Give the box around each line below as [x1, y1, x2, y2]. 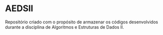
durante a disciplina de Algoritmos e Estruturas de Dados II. [5, 24, 124, 30]
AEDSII [5, 3, 34, 14]
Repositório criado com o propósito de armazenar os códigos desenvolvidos [5, 19, 158, 25]
